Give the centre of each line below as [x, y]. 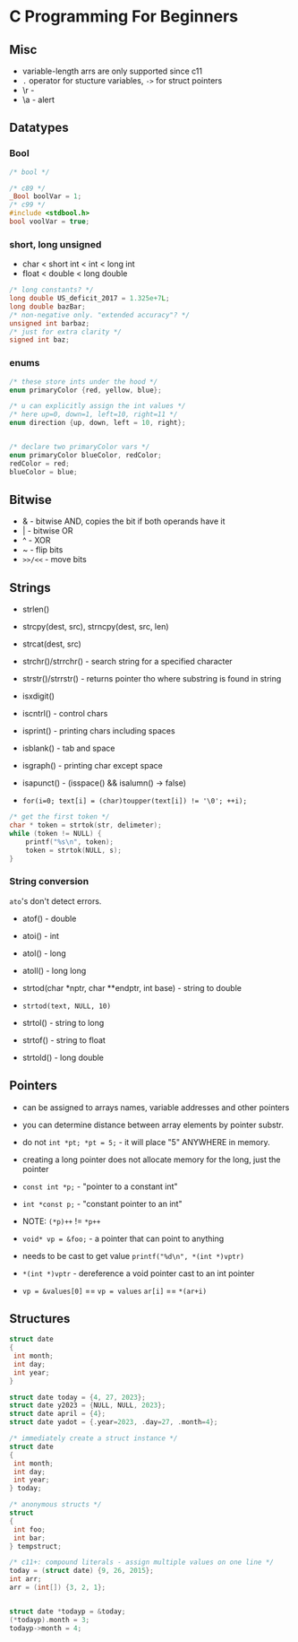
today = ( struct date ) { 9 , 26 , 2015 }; [81, 1571]
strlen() [36, 609]
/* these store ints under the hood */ [84, 382]
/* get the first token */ [60, 817]
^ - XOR [36, 541]
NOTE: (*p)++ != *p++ [61, 1221]
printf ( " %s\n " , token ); [70, 842]
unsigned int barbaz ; [50, 323]
